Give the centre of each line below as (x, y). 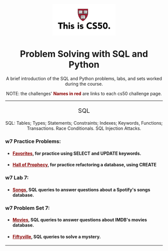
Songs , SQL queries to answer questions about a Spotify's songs (81, 189)
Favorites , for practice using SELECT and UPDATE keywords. (77, 153)
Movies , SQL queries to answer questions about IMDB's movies (80, 220)
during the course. (84, 84)
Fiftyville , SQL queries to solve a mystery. (56, 237)
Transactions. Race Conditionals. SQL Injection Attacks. (84, 128)
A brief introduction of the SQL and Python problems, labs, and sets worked (84, 78)
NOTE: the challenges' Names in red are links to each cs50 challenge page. (84, 93)
